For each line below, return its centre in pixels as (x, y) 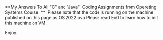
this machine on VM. (26, 23)
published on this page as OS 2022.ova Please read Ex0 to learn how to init (81, 18)
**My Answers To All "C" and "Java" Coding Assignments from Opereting (81, 7)
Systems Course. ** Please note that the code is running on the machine (79, 12)
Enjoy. (11, 32)
